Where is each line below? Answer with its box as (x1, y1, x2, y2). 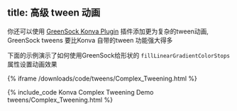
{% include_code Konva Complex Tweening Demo (7, 88, 154, 96)
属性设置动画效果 (7, 60, 57, 68)
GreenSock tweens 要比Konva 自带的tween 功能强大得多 (7, 36, 173, 44)
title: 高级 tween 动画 (7, 6, 101, 19)
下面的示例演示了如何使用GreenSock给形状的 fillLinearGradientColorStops (7, 51, 231, 59)
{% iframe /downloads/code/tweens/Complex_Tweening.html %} (7, 74, 197, 83)
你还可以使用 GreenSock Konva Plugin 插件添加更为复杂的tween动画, (7, 27, 209, 36)
